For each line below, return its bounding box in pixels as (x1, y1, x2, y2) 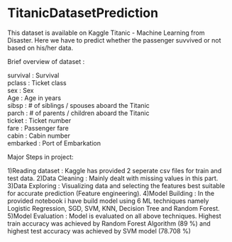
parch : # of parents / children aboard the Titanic (7, 109, 150, 117)
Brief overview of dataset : (7, 57, 85, 65)
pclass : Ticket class (7, 78, 67, 87)
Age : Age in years (7, 94, 62, 102)
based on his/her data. (7, 43, 73, 52)
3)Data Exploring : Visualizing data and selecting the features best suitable (7, 181, 226, 189)
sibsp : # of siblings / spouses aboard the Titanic (7, 101, 150, 109)
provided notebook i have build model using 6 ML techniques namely (7, 197, 209, 205)
